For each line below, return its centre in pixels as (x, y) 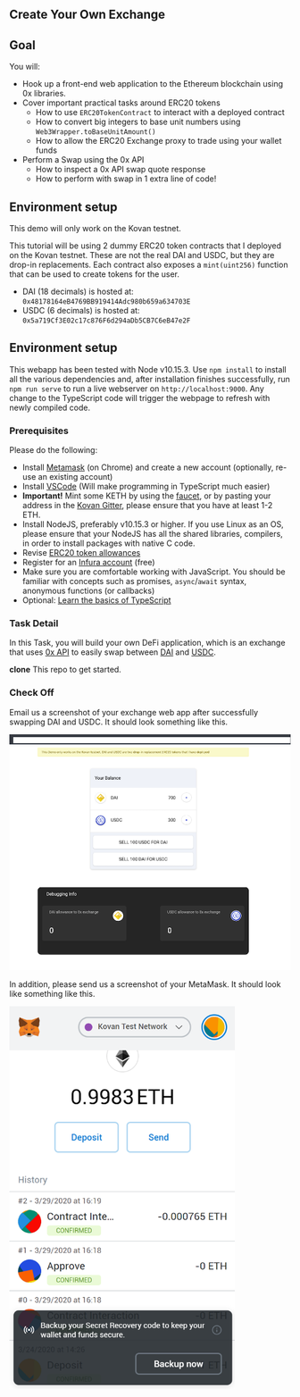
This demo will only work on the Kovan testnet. (95, 229)
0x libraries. (44, 94)
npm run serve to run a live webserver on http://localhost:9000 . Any (137, 389)
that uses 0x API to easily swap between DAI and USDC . (113, 652)
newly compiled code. (50, 407)
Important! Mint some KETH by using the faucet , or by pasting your (146, 496)
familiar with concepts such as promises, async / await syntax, (134, 581)
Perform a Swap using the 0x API (83, 160)
